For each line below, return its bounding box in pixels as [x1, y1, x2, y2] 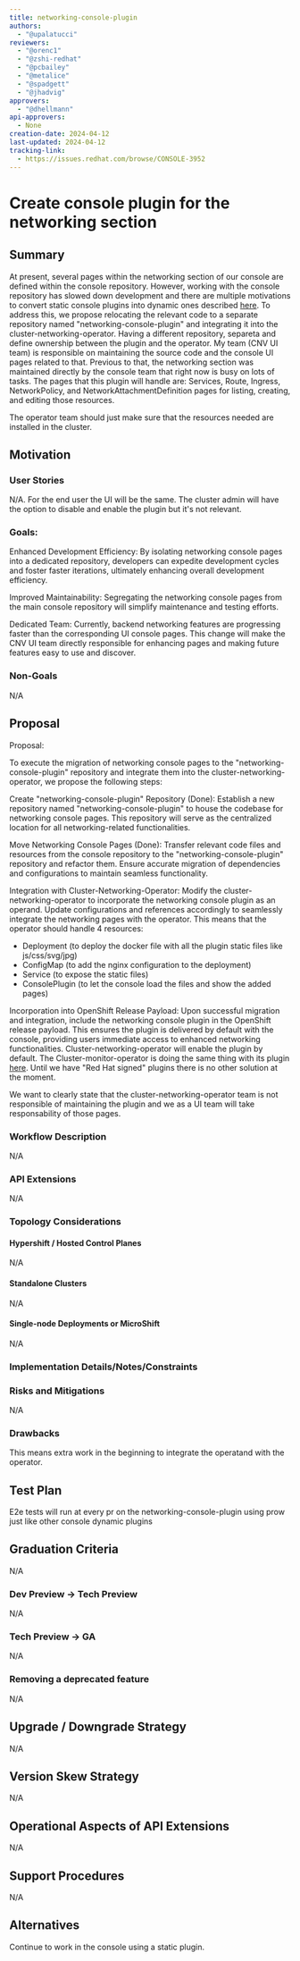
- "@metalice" [17, 72, 70, 80]
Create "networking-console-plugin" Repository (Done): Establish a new [9, 793, 275, 804]
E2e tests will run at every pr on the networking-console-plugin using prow [9, 1507, 286, 1518]
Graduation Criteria [9, 1542, 119, 1557]
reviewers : [9, 38, 50, 47]
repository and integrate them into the [70, 766, 210, 778]
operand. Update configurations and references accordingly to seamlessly [9, 904, 283, 914]
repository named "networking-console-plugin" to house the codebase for [9, 803, 284, 813]
